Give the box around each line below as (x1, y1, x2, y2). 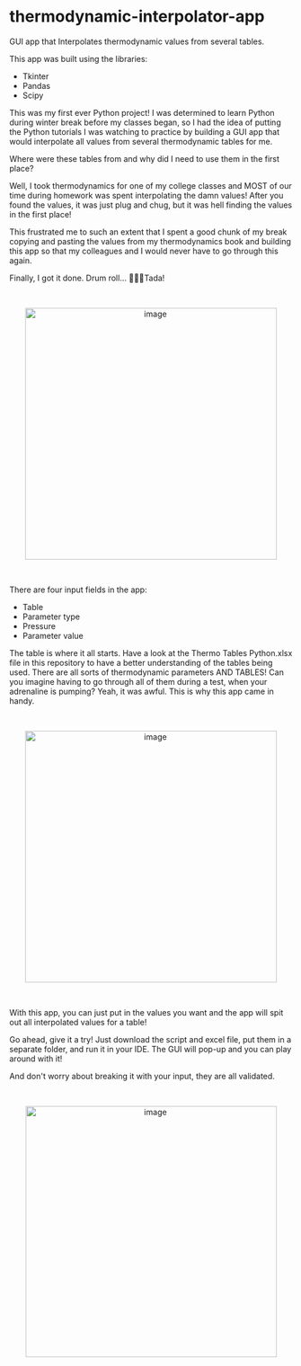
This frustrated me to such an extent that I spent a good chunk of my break (9, 226, 288, 237)
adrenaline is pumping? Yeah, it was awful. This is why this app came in (9, 686, 274, 696)
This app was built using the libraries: (9, 53, 148, 64)
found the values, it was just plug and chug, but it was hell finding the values (9, 200, 293, 210)
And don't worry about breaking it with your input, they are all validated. (9, 1070, 276, 1081)
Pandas (22, 80, 51, 91)
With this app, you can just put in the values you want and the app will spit (9, 1007, 284, 1017)
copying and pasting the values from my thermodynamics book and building (9, 235, 292, 246)
